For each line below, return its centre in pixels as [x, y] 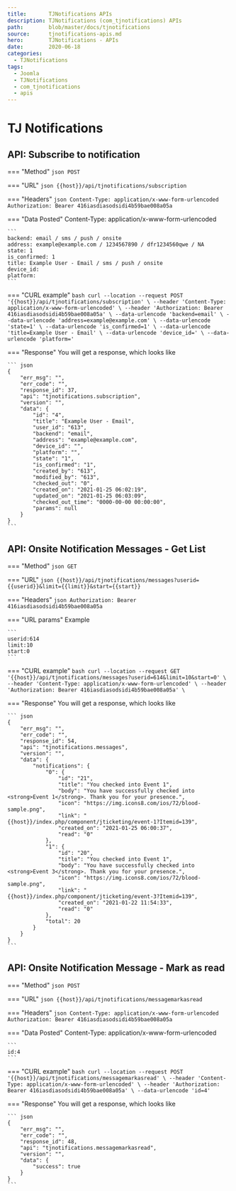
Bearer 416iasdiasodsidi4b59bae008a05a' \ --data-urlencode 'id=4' [109, 1090]
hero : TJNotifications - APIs [63, 41]
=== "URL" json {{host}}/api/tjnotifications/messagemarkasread [105, 998]
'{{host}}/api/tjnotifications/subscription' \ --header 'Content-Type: [117, 302]
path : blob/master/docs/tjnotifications [79, 27]
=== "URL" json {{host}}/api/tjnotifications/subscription [97, 185]
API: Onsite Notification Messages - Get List [107, 549]
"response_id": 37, [49, 390]
